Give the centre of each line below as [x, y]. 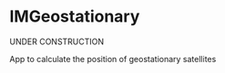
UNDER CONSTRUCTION [57, 41]
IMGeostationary [75, 17]
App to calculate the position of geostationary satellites [113, 59]
